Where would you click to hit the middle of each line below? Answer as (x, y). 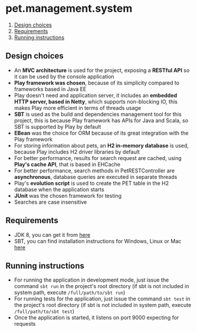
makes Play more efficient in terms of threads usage (78, 107)
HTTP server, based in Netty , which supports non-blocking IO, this (96, 102)
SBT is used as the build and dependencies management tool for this (98, 114)
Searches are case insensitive (50, 202)
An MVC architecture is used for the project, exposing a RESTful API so (102, 70)
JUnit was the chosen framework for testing (68, 195)
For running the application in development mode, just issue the (91, 280)
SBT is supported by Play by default (58, 126)
